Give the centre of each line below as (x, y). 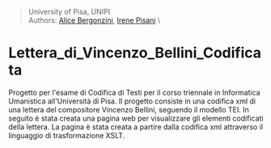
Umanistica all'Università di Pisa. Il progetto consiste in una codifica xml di (132, 101)
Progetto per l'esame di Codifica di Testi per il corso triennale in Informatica (134, 92)
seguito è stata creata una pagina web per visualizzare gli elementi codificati (136, 118)
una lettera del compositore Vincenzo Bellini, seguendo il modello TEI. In (129, 109)
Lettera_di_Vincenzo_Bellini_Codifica (135, 53)
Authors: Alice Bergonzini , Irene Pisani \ (94, 20)
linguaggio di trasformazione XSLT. (67, 135)
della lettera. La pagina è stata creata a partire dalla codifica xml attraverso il (136, 127)
